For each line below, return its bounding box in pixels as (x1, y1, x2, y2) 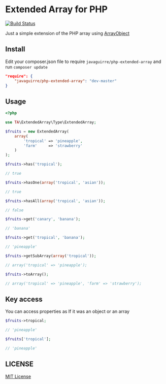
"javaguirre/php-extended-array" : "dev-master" (14, 78, 117, 83)
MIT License (5, 373, 31, 379)
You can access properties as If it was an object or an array (5, 308, 130, 314)
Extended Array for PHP (5, 4, 108, 15)
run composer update (5, 63, 48, 70)
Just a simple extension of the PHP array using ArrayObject (5, 30, 130, 36)
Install (5, 45, 25, 54)
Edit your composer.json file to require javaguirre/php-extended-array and (5, 58, 161, 65)
